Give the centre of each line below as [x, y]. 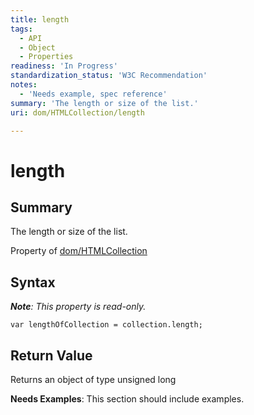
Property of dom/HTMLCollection [79, 251]
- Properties [46, 57]
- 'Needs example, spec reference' [93, 94]
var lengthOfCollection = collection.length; [106, 325]
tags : [21, 29]
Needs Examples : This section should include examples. [127, 399]
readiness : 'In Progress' [64, 66]
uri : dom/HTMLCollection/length [77, 112]
